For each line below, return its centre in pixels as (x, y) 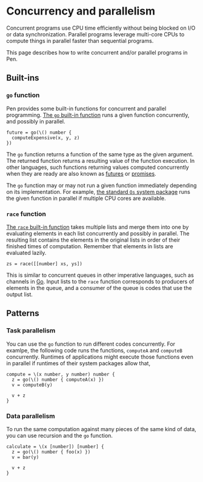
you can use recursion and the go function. (60, 435)
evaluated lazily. (26, 253)
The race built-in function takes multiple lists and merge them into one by (98, 227)
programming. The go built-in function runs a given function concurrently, (98, 115)
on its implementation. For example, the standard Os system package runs (98, 191)
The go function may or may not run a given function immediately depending (101, 185)
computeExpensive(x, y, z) (46, 137)
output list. (20, 294)
